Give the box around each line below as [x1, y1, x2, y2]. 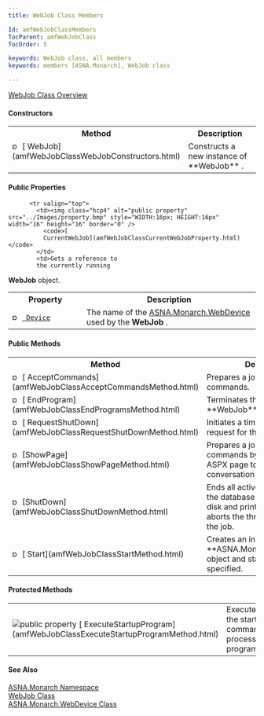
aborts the [206, 511, 245, 522]
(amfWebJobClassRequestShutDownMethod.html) [12, 426, 199, 437]
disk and [206, 501, 238, 512]
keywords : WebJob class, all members [8, 54, 132, 63]
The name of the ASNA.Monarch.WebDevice [86, 307, 251, 318]
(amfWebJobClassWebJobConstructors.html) [12, 151, 181, 162]
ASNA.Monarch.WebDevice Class [8, 699, 117, 709]
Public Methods [8, 339, 61, 348]
